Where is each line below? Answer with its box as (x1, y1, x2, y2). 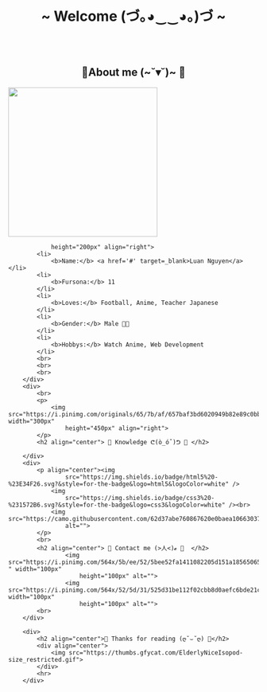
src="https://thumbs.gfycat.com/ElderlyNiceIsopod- (68, 648, 244, 657)
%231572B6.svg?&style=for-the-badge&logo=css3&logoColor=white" (8, 501, 226, 509)
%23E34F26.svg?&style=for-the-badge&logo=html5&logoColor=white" (8, 479, 229, 488)
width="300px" (8, 417, 56, 425)
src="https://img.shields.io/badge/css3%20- (64, 494, 215, 502)
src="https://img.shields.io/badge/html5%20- (64, 473, 219, 481)
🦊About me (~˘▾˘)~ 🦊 (81, 65, 186, 80)
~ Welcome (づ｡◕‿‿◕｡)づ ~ (41, 7, 226, 25)
